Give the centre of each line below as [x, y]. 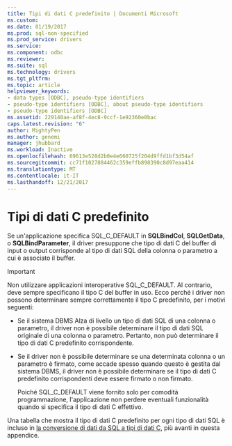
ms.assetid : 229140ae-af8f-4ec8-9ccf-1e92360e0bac [82, 117]
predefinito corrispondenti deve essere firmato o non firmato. [105, 379]
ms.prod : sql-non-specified [48, 33]
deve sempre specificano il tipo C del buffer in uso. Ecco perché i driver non [116, 293]
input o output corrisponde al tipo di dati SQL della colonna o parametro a [112, 251]
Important [21, 272]
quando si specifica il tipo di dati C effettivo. [80, 407]
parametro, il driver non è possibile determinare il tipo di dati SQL [110, 328]
